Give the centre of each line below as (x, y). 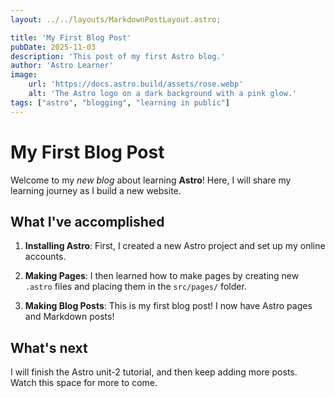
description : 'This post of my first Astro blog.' (118, 56)
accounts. (45, 257)
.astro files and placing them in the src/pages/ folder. (135, 287)
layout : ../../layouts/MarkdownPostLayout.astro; (116, 19)
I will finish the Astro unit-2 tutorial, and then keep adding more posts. (154, 372)
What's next (49, 347)
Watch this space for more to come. (84, 383)
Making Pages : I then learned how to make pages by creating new (162, 276)
